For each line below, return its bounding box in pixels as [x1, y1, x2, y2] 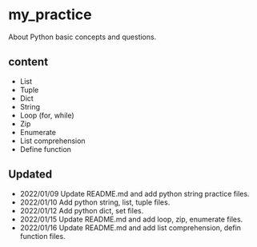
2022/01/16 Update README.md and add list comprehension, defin [19, 222, 242, 233]
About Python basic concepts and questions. [8, 32, 157, 42]
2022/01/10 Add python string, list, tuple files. [19, 197, 171, 207]
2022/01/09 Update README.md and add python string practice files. [19, 189, 250, 198]
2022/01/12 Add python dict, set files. [19, 205, 144, 215]
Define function [19, 144, 72, 153]
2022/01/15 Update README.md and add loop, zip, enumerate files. [19, 214, 243, 224]
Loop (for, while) [19, 110, 74, 120]
